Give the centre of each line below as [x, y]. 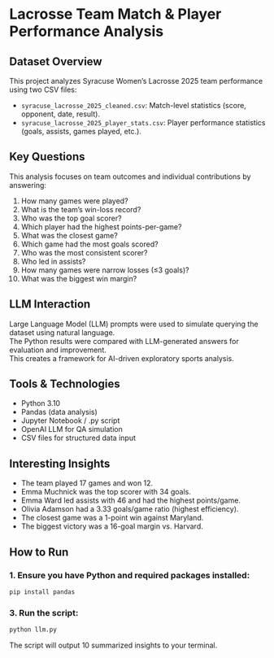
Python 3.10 [40, 403]
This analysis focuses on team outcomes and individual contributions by [130, 176]
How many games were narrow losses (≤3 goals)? [105, 270]
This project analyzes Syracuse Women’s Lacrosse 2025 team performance [136, 81]
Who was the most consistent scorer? [85, 252]
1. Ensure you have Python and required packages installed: [130, 575]
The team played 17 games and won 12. [87, 483]
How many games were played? [74, 201]
